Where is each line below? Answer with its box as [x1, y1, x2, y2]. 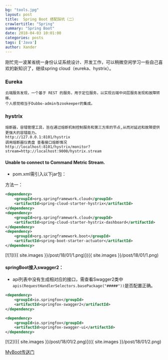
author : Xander [5, 45, 37, 50]
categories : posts [5, 36, 43, 41]
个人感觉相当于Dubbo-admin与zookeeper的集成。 [5, 101, 95, 106]
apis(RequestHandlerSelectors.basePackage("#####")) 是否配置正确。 [12, 283, 155, 289]
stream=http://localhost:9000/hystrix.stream [5, 149, 101, 154]
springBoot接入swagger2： [5, 264, 63, 270]
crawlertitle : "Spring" [5, 21, 55, 27]
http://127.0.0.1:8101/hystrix [5, 135, 70, 140]
